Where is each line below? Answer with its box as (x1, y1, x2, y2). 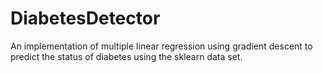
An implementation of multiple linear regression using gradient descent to (10, 40, 313, 52)
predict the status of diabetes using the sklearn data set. (10, 50, 243, 62)
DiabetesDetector (10, 7, 161, 30)
